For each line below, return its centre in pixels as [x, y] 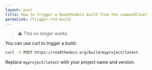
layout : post [19, 10]
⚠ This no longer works [42, 34]
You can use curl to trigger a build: [41, 43]
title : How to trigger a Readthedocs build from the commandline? [76, 15]
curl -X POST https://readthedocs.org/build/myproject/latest [72, 53]
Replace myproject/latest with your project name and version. [70, 62]
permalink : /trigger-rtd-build [38, 19]
